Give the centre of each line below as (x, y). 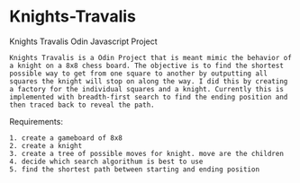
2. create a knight (46, 145)
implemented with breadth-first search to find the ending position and (149, 97)
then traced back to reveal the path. (82, 105)
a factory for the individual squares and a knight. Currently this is (146, 89)
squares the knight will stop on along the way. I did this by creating (149, 81)
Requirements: (36, 121)
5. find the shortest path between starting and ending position (134, 169)
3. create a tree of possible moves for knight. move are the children (146, 153)
